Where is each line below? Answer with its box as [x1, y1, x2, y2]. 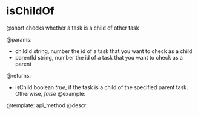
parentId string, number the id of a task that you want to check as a [15, 54, 183, 61]
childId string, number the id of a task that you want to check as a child [15, 47, 193, 55]
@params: [6, 36, 32, 43]
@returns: [6, 72, 31, 79]
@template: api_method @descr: [6, 101, 88, 109]
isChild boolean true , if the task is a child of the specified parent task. [15, 83, 189, 91]
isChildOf [6, 4, 54, 18]
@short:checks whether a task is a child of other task [6, 24, 139, 31]
